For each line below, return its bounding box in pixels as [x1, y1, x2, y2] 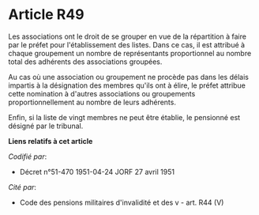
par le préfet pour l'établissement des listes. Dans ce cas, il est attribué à [8, 40, 246, 49]
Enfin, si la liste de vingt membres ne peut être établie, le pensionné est [8, 112, 241, 122]
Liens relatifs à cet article [8, 136, 93, 145]
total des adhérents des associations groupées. [8, 57, 163, 66]
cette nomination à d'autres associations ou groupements [8, 89, 196, 98]
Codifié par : [8, 152, 47, 161]
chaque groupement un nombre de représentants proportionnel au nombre [8, 48, 252, 58]
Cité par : [8, 182, 37, 191]
